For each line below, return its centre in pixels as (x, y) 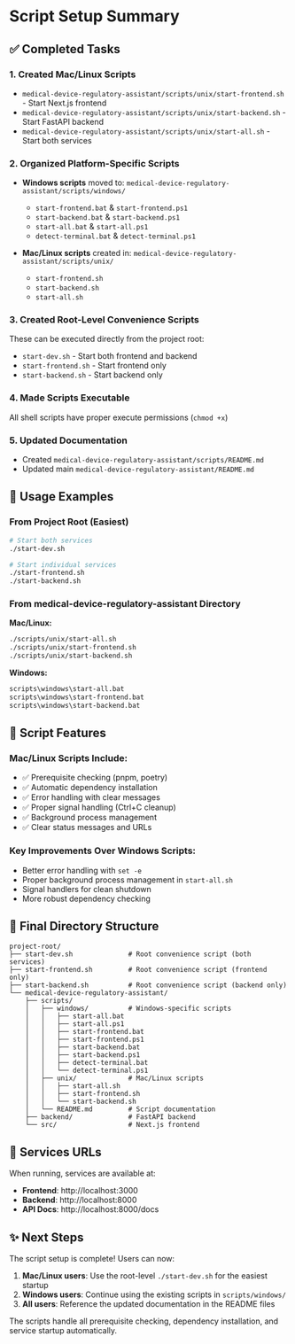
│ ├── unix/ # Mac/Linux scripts (114, 1078)
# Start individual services (63, 564)
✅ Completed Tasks (65, 49)
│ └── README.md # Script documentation (120, 1109)
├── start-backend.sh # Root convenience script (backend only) (148, 985)
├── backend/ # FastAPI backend (111, 1117)
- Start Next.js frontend (64, 103)
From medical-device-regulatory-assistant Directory (125, 604)
